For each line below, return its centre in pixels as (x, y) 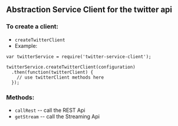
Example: (26, 46)
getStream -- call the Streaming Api (57, 116)
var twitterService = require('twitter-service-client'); (79, 56)
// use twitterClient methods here (60, 77)
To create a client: (32, 27)
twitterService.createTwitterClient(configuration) (71, 67)
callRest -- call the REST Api (50, 110)
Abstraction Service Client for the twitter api (89, 10)
